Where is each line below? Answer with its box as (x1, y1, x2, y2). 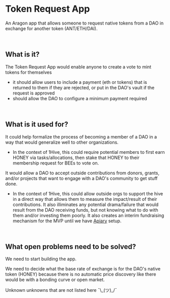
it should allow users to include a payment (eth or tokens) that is (12, 79, 148, 85)
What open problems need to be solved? (5, 242, 136, 251)
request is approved (12, 90, 55, 96)
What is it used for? (5, 120, 69, 129)
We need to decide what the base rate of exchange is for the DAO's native (5, 266, 161, 272)
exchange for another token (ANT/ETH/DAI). (5, 25, 98, 31)
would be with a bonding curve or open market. (5, 277, 105, 283)
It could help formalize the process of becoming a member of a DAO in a (5, 133, 157, 140)
